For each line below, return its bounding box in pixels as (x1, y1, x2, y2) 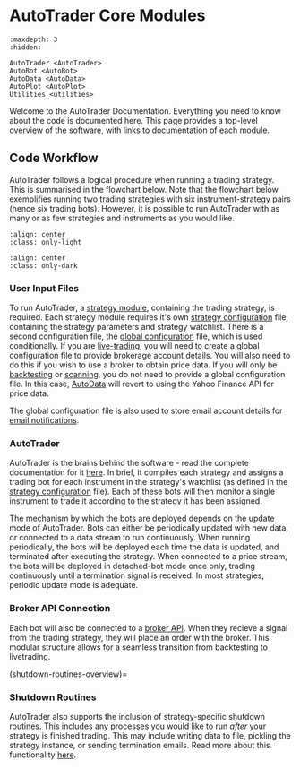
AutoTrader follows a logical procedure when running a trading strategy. (9, 174, 275, 185)
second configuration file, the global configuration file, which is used (9, 331, 263, 341)
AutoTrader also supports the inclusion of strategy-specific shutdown (9, 711, 266, 721)
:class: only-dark (9, 261, 78, 270)
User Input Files (9, 281, 79, 294)
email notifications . (9, 415, 80, 426)
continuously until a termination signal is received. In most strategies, (9, 570, 265, 581)
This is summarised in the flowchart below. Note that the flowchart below (9, 184, 279, 194)
